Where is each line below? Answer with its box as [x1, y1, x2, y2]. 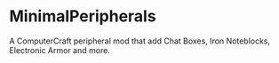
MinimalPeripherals [9, 6, 157, 27]
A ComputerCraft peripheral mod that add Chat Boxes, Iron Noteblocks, [9, 35, 271, 46]
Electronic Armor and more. [9, 44, 111, 55]
